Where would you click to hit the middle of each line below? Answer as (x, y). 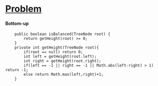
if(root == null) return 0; (53, 52)
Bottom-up (17, 23)
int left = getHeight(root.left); (60, 57)
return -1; (17, 70)
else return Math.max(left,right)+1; (63, 75)
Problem (23, 9)
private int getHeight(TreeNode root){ (57, 48)
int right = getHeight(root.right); (62, 61)
